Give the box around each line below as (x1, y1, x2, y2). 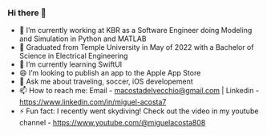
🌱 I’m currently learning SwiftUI (18, 59, 123, 69)
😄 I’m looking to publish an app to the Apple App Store (18, 68, 201, 78)
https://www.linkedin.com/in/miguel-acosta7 (18, 97, 167, 107)
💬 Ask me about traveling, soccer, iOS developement (18, 76, 193, 87)
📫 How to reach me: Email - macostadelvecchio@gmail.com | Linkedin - (18, 86, 260, 96)
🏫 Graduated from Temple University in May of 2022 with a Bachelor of (18, 43, 254, 52)
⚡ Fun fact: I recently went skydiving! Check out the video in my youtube (18, 106, 259, 116)
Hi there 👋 (7, 7, 47, 18)
